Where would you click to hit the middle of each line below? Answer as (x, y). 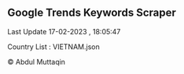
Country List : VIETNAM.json (53, 47)
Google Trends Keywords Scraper (92, 13)
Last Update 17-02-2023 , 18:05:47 (64, 31)
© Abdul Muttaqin (37, 62)
